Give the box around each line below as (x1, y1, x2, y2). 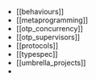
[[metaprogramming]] (15, 15, 89, 25)
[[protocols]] (15, 41, 59, 51)
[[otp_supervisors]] (15, 32, 81, 42)
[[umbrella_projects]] (15, 58, 86, 67)
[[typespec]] (15, 50, 58, 59)
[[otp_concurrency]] (15, 24, 83, 33)
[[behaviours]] (15, 7, 65, 16)
